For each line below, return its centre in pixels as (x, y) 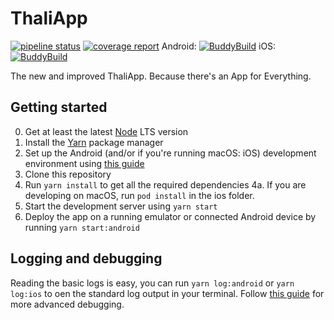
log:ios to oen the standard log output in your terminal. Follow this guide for (167, 293)
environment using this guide (84, 163)
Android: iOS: (219, 46)
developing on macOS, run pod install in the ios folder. (139, 195)
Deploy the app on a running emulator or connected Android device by (170, 216)
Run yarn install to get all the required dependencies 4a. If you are (165, 184)
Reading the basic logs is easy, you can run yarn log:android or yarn (152, 283)
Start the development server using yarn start (121, 206)
